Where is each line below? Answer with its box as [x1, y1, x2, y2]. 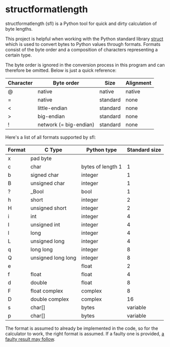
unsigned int [30, 221, 60, 228]
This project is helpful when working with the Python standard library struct [5, 36, 164, 42]
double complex [30, 296, 69, 303]
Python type [86, 146, 117, 153]
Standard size [127, 146, 161, 153]
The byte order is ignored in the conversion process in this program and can [5, 62, 165, 68]
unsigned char [30, 179, 65, 186]
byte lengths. [5, 25, 33, 32]
